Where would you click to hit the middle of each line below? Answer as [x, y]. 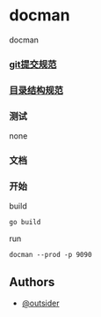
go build [25, 223]
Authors [32, 282]
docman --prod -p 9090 [50, 255]
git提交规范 [33, 64]
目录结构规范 [36, 90]
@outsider [40, 303]
